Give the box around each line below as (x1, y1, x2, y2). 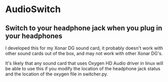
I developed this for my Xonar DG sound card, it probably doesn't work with (5, 45, 163, 51)
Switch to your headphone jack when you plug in (5, 24, 162, 32)
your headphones (5, 31, 62, 40)
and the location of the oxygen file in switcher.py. (5, 71, 108, 77)
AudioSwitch (5, 4, 61, 15)
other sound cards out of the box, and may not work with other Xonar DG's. (5, 51, 163, 56)
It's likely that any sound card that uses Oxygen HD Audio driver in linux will (5, 60, 163, 66)
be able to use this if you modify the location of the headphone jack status (5, 66, 161, 71)
